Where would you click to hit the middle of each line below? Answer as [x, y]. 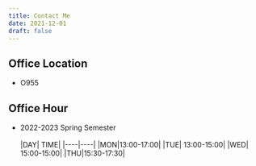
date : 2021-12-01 [38, 23]
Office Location [48, 63]
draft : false [30, 31]
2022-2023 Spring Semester [68, 127]
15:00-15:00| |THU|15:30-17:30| [72, 153]
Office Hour [38, 108]
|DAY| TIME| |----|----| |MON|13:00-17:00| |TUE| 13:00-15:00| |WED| [134, 145]
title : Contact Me [39, 16]
